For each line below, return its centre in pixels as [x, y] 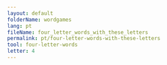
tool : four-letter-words [42, 45]
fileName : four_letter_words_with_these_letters [78, 32]
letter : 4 [21, 51]
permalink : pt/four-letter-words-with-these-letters [84, 39]
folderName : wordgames [39, 20]
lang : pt [20, 26]
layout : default [30, 13]
